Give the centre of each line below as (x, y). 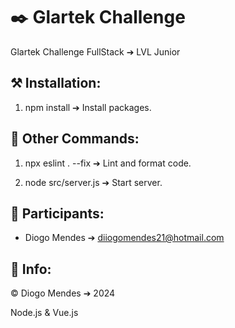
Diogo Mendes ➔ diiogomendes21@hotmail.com (124, 238)
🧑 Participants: (57, 213)
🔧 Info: (31, 269)
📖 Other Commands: (75, 139)
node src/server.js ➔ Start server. (93, 182)
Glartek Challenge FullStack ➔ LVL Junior (95, 51)
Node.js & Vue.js (44, 313)
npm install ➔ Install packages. (88, 107)
